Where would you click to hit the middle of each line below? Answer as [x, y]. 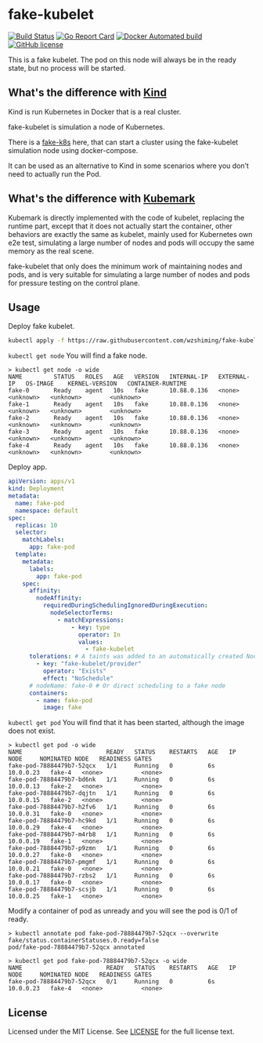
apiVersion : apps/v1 [42, 481]
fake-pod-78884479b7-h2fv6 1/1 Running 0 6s [112, 807]
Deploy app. [28, 467]
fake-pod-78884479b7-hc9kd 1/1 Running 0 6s [112, 821]
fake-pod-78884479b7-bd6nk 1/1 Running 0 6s [112, 780]
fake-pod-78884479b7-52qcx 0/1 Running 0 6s [112, 982]
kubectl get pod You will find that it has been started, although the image [126, 723]
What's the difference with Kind [87, 93]
